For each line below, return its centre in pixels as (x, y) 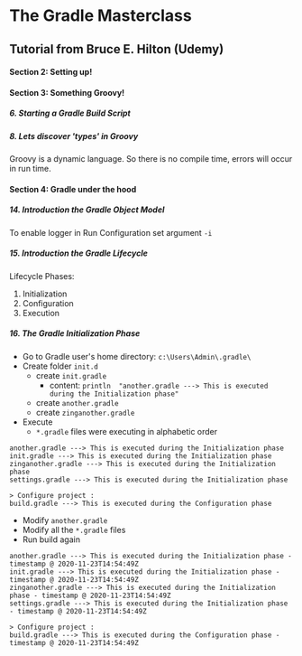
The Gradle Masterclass (101, 16)
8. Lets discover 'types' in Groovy (74, 136)
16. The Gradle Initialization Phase (75, 333)
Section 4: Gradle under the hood (73, 189)
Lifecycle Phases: (42, 276)
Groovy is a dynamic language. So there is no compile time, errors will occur (151, 159)
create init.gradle (71, 375)
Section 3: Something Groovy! (67, 92)
